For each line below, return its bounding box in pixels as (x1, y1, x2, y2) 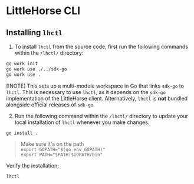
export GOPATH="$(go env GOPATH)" (20, 146, 106, 152)
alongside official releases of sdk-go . (6, 101, 96, 108)
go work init (6, 61, 38, 66)
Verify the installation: (6, 162, 59, 169)
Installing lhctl (6, 28, 63, 38)
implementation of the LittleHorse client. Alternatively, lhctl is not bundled (6, 95, 188, 102)
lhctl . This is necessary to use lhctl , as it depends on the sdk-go (6, 88, 166, 95)
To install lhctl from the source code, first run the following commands (14, 43, 189, 50)
